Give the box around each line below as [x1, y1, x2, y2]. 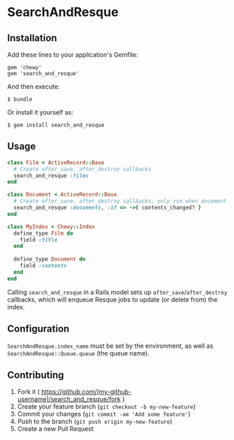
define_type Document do [13, 256, 86, 263]
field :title [20, 236, 58, 243]
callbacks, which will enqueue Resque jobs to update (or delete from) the [7, 295, 218, 304]
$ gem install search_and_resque [7, 122, 105, 129]
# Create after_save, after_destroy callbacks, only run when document [13, 198, 227, 205]
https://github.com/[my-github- [41, 388, 131, 396]
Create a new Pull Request [17, 425, 94, 433]
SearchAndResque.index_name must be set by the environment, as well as [7, 342, 214, 350]
